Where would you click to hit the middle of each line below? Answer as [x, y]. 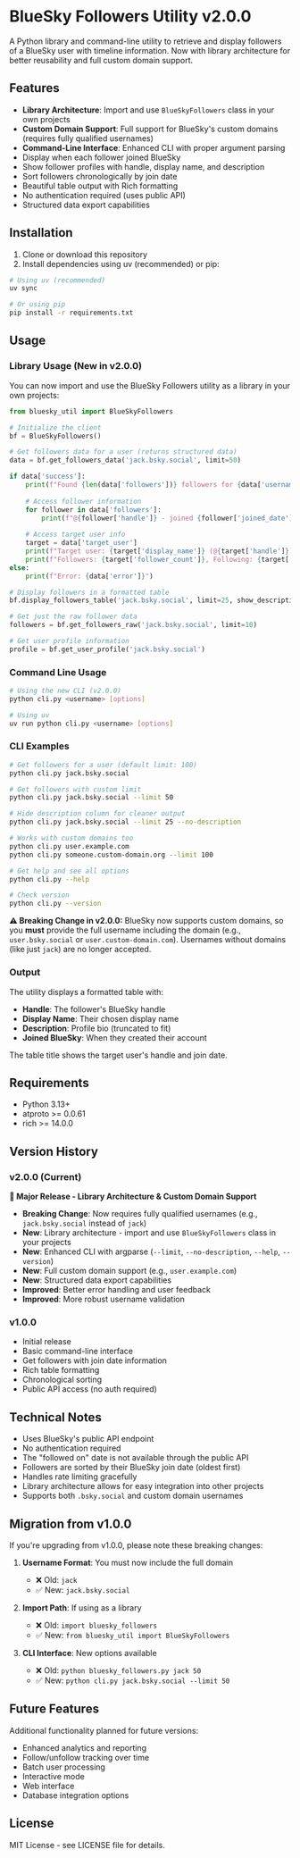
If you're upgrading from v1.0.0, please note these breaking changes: [136, 1545]
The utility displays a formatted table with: [86, 992]
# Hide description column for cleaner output [97, 814]
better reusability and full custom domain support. [101, 60]
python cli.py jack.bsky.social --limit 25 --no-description [125, 822]
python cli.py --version [55, 904]
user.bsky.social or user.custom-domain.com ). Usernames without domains [148, 940]
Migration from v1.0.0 [71, 1523]
